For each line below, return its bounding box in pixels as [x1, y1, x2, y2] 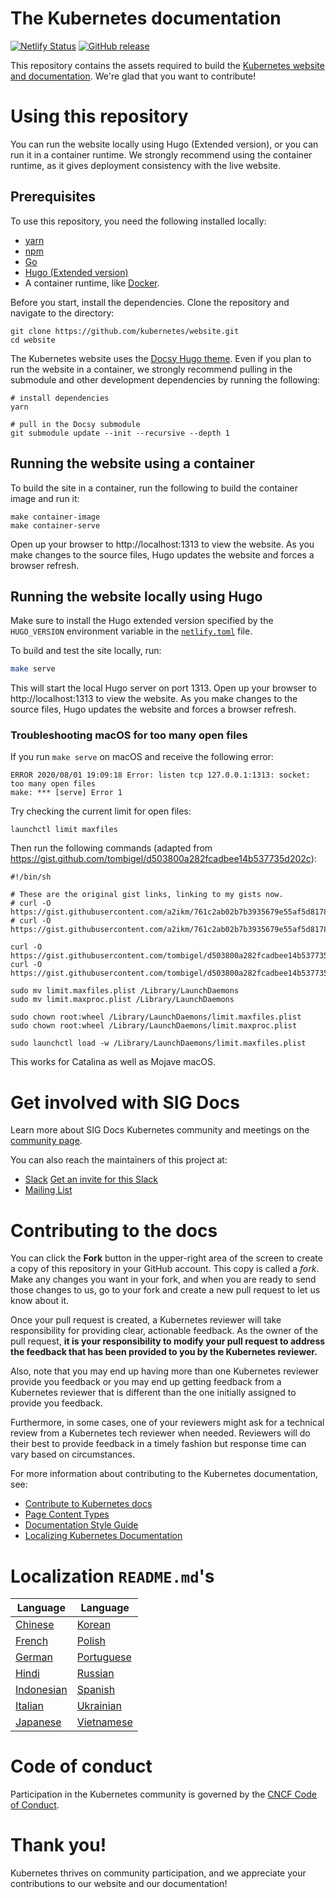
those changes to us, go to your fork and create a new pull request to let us [10, 1284, 321, 1296]
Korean [76, 1618, 112, 1632]
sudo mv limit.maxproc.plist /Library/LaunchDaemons [10, 995, 235, 1005]
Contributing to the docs [10, 1219, 218, 1242]
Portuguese [76, 1650, 132, 1664]
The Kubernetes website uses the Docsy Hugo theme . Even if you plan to [10, 352, 312, 364]
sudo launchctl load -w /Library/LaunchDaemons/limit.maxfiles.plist [10, 1038, 307, 1049]
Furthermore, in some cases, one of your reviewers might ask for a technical [10, 1417, 325, 1429]
